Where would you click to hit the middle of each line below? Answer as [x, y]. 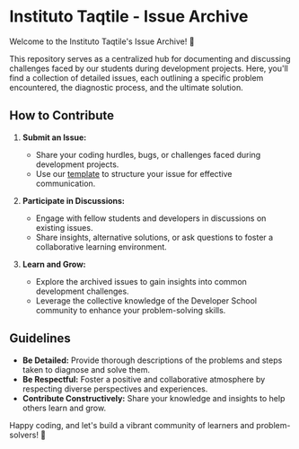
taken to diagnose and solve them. [86, 369]
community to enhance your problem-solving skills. [131, 310]
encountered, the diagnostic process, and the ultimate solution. [127, 87]
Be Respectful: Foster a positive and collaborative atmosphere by [144, 379]
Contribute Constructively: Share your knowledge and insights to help [154, 398]
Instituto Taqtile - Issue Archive [129, 17]
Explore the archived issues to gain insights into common [141, 281]
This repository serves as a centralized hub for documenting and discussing [150, 58]
